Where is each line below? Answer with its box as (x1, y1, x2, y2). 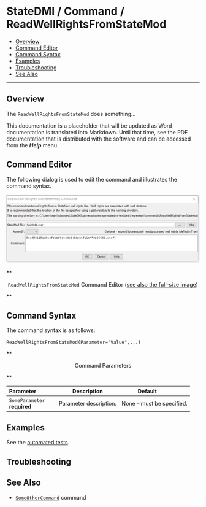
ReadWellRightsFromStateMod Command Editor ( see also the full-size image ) (8, 281, 198, 288)
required (9, 403, 32, 411)
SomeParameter (9, 398, 45, 404)
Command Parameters (74, 362, 132, 370)
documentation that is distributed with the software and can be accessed (6, 135, 191, 142)
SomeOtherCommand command (15, 493, 86, 501)
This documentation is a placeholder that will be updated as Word (6, 122, 172, 130)
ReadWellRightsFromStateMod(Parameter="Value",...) (6, 339, 141, 346)
